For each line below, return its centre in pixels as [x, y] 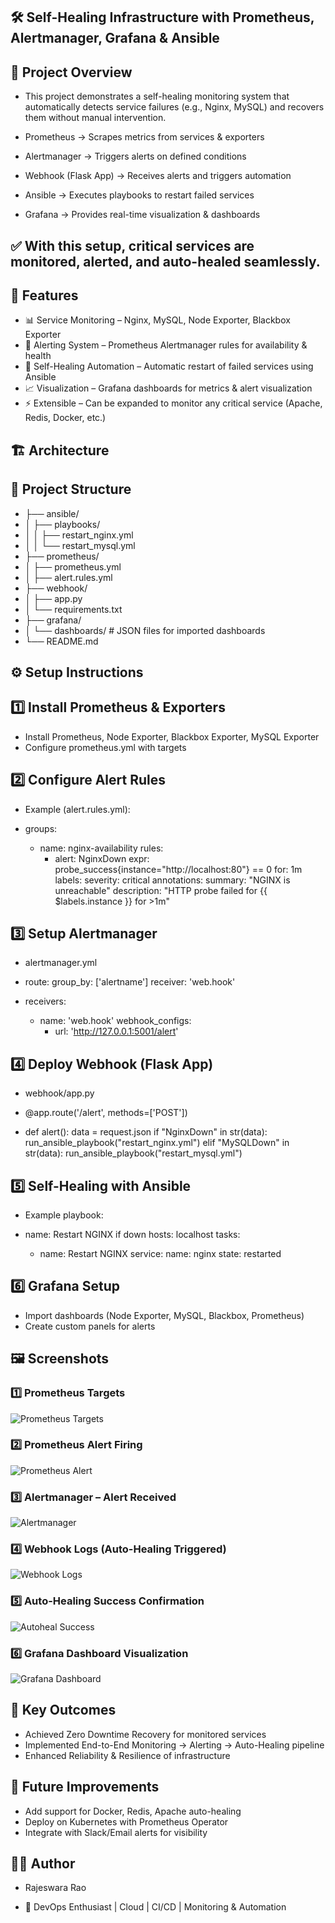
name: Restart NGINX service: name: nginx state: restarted [160, 1254]
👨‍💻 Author [43, 1864]
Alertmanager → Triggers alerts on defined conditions [135, 156]
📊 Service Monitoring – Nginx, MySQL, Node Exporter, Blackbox [157, 320]
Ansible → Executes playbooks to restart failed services [139, 195]
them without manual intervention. [95, 118]
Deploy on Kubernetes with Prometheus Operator [126, 1821]
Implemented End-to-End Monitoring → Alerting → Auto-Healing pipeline [174, 1745]
